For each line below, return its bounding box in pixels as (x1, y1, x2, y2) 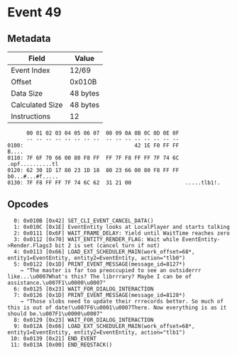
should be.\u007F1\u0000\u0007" (7, 310, 103, 317)
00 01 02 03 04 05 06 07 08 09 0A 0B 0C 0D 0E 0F (26, 130, 180, 137)
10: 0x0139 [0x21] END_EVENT (10, 334, 97, 342)
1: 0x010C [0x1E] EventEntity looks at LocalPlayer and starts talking (13, 223, 231, 230)
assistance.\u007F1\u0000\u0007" (7, 279, 106, 286)
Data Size (11, 89, 43, 98)
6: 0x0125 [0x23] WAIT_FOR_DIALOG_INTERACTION (13, 285, 154, 293)
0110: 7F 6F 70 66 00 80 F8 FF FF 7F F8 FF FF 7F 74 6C (7, 154, 180, 162)
